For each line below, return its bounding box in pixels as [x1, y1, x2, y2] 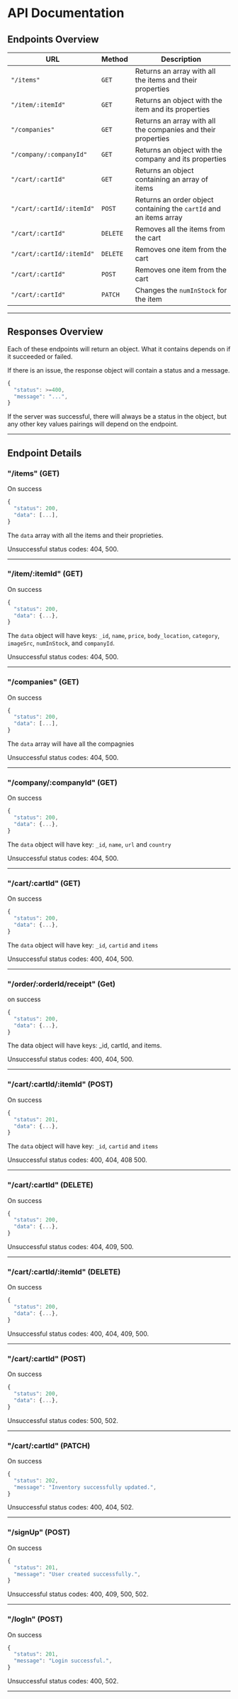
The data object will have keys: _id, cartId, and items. [7, 1041, 162, 1050]
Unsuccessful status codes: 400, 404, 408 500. [7, 1155, 147, 1165]
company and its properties [135, 154, 227, 164]
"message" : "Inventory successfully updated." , [13, 1483, 157, 1491]
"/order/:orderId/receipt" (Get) [7, 979, 115, 989]
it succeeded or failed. [7, 352, 73, 361]
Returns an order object [135, 195, 214, 204]
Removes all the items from [135, 224, 225, 233]
